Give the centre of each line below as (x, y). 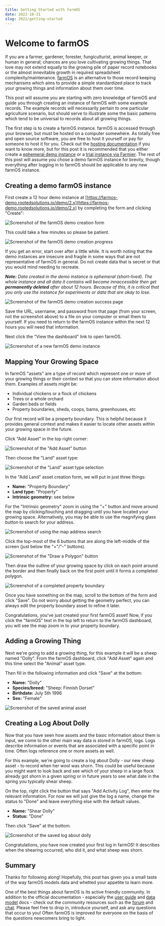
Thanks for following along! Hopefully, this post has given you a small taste (81, 877)
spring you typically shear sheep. (39, 781)
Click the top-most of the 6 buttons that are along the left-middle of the (77, 541)
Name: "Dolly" (27, 682)
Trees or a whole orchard (38, 398)
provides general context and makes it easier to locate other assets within (80, 424)
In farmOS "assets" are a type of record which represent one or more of (78, 373)
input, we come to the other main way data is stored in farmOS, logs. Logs (80, 740)
